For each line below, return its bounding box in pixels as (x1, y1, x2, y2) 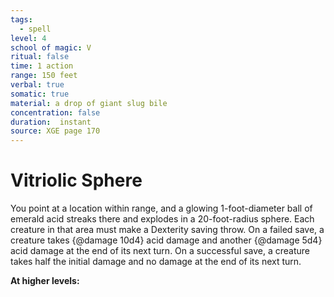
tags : (10, 14, 33, 25)
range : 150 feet (10, 71, 78, 81)
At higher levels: (10, 275, 80, 287)
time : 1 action (10, 61, 74, 71)
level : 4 (10, 33, 47, 43)
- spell (19, 24, 52, 34)
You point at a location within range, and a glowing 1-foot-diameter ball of (10, 202, 313, 215)
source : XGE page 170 (10, 126, 101, 136)
